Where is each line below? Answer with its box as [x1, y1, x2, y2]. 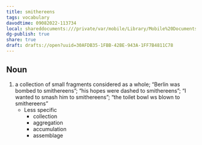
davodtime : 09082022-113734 [6, 20, 77, 26]
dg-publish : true [6, 31, 50, 37]
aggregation [32, 119, 63, 126]
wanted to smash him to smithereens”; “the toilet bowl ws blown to [14, 93, 180, 100]
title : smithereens [6, 8, 55, 15]
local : [6, 25, 23, 32]
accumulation [32, 125, 67, 132]
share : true [6, 37, 36, 43]
